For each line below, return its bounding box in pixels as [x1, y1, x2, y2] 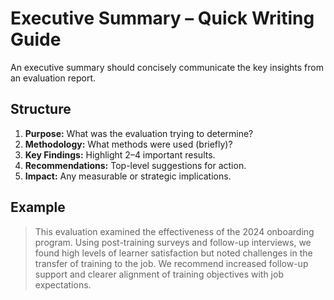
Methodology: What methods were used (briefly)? [24, 138, 233, 150]
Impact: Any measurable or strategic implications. [24, 170, 232, 182]
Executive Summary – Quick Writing [10, 7, 315, 30]
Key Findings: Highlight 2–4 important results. [24, 148, 216, 161]
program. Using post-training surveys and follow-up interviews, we [34, 236, 312, 248]
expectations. [34, 278, 92, 291]
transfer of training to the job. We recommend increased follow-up [34, 257, 309, 269]
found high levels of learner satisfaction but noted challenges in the [34, 247, 313, 259]
